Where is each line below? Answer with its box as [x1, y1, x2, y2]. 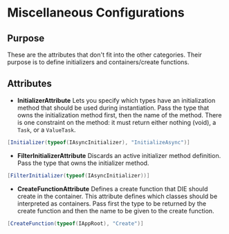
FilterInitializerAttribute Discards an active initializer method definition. [17, 151, 221, 159]
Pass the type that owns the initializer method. [17, 159, 149, 167]
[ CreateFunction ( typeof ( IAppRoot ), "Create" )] [7, 220, 144, 227]
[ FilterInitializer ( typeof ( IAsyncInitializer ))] [7, 172, 150, 179]
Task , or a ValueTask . [17, 126, 76, 134]
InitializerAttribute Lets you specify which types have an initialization [17, 96, 216, 104]
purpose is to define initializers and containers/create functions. [7, 58, 190, 66]
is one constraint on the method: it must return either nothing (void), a [17, 118, 217, 126]
